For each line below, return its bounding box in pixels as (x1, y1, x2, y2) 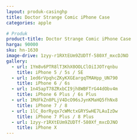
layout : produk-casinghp (6, 8, 68, 15)
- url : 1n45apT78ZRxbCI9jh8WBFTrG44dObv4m (11, 86, 118, 92)
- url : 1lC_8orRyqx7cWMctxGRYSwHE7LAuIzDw (11, 108, 118, 114)
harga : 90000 (6, 42, 39, 48)
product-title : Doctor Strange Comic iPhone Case (6, 36, 132, 42)
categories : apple (6, 20, 52, 26)
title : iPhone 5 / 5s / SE (17, 69, 84, 75)
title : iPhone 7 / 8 (17, 102, 68, 108)
